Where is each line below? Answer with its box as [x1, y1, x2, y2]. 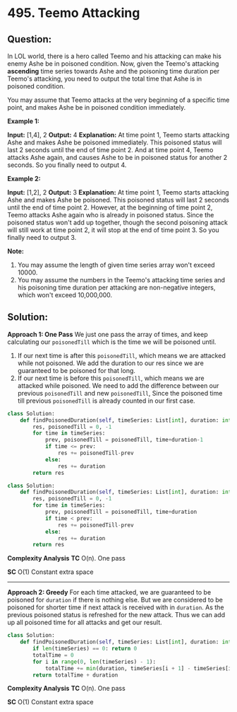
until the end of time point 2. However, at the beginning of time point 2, [7, 203, 213, 212]
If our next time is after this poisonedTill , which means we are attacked [17, 351, 226, 360]
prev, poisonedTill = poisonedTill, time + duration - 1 [44, 437, 203, 444]
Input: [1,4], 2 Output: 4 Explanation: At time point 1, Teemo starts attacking [7, 131, 230, 139]
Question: [7, 33, 52, 45]
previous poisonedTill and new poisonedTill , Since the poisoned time [17, 389, 223, 397]
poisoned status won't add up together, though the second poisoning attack [7, 218, 228, 226]
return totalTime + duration [32, 671, 119, 679]
